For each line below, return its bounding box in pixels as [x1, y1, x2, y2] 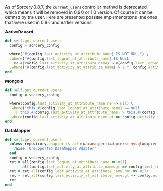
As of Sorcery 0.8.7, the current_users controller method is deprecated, [5, 4, 148, 10]
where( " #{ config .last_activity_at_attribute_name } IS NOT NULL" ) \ [9, 51, 149, 56]
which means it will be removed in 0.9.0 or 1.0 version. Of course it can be [5, 9, 153, 15]
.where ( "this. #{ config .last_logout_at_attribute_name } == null [9, 105, 140, 111]
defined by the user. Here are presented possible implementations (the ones [5, 15, 158, 20]
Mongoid [5, 79, 24, 84]
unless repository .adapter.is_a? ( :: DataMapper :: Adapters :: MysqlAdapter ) [9, 142, 160, 147]
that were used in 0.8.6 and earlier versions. [5, 19, 93, 25]
